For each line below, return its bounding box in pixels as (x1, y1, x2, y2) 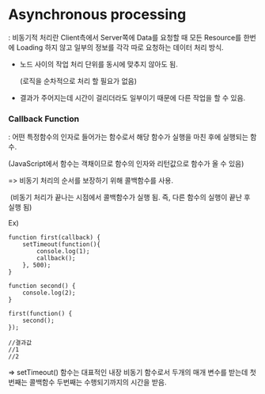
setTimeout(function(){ (22, 241, 101, 248)
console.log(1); (36, 248, 90, 256)
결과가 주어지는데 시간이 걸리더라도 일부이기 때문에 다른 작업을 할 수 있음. (19, 93, 246, 102)
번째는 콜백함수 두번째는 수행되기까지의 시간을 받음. (8, 377, 167, 387)
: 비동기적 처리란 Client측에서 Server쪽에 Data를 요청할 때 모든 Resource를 (8, 32, 242, 42)
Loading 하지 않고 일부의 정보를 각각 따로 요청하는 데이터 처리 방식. (16, 42, 224, 52)
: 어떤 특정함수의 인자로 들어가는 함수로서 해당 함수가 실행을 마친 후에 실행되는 (8, 132, 249, 142)
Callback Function (8, 113, 80, 124)
